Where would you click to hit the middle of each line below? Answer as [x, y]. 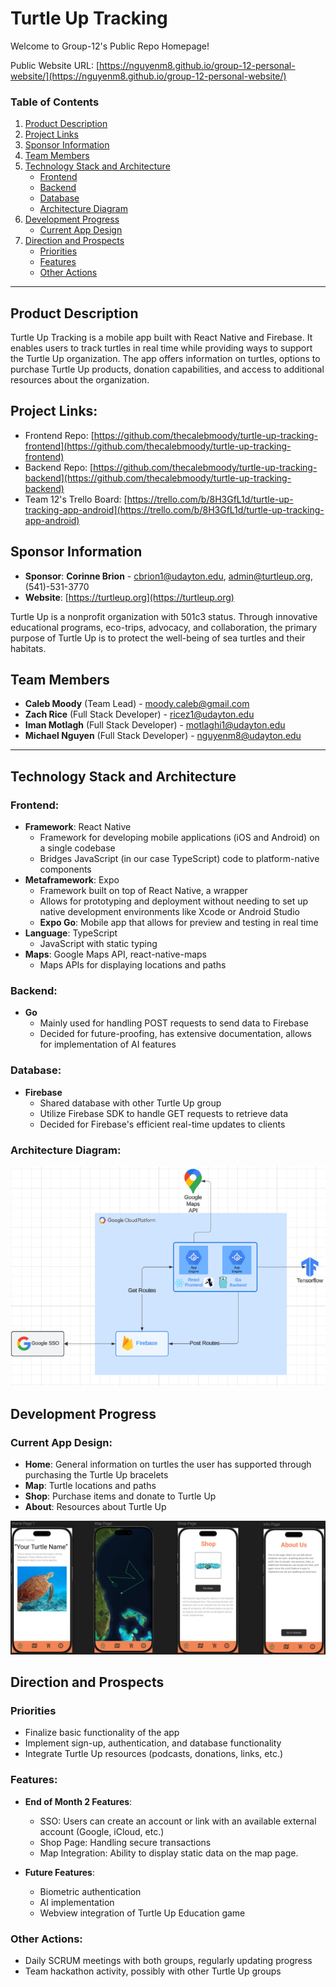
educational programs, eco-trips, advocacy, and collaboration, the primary [164, 627]
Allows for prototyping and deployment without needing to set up [174, 901]
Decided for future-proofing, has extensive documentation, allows [175, 1034]
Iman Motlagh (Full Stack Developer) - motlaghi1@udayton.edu [155, 725]
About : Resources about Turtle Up [95, 1507]
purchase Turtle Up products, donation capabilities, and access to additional [167, 369]
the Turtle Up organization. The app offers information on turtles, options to [165, 359]
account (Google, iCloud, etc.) [102, 1831]
